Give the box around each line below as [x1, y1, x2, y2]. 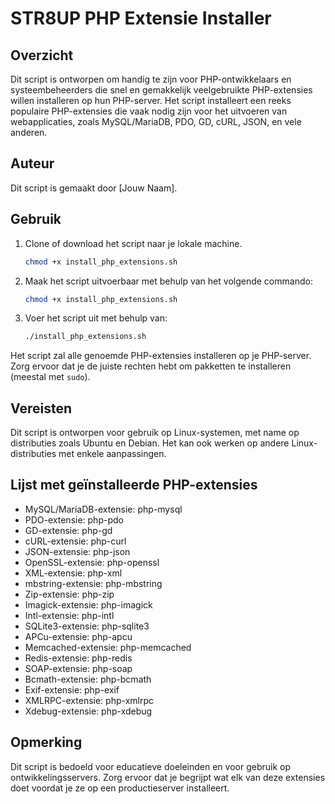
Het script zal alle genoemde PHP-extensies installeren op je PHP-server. [10, 350, 312, 362]
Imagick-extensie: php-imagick [24, 598, 153, 611]
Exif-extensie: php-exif [24, 683, 120, 696]
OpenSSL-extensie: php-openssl [24, 556, 160, 568]
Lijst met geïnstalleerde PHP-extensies [10, 477, 258, 494]
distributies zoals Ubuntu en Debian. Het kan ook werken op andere [10, 437, 290, 449]
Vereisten [10, 400, 72, 417]
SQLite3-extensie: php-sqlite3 [24, 620, 150, 632]
